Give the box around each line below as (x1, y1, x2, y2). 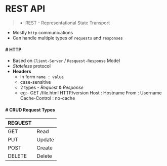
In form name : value (20, 74, 64, 80)
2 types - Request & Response (20, 84, 83, 91)
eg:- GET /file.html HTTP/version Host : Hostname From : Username (20, 90, 162, 96)
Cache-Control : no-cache (20, 95, 75, 101)
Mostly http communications (12, 29, 73, 35)
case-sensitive (20, 79, 51, 85)
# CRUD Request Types (5, 106, 56, 113)
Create (36, 144, 53, 151)
